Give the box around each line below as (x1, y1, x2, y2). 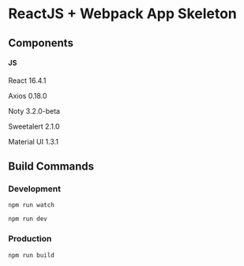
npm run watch (8, 201, 55, 209)
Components (8, 36, 73, 50)
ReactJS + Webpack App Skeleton (8, 5, 237, 23)
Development (8, 183, 62, 194)
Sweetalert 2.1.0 (8, 122, 61, 131)
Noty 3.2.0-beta (8, 106, 61, 115)
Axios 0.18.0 (8, 91, 47, 100)
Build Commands (8, 159, 95, 174)
